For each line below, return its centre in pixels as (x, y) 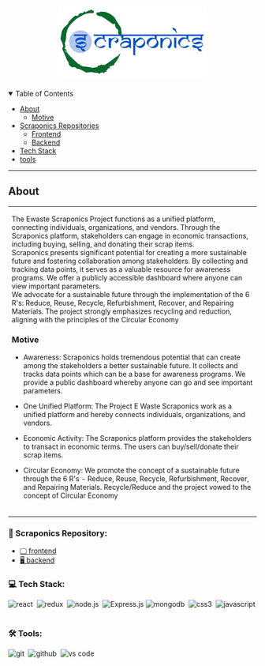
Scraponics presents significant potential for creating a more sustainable (129, 252)
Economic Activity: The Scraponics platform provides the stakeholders (138, 438)
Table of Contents (44, 93)
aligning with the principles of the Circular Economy (95, 319)
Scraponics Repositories (59, 126)
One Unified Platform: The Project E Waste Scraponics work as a (128, 406)
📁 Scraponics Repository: (58, 533)
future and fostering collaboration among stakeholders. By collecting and (130, 261)
